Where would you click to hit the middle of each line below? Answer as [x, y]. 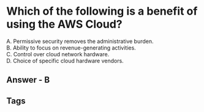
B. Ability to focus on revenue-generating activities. [71, 48]
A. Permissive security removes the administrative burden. [80, 41]
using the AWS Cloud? [64, 24]
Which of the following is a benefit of [102, 11]
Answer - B [28, 80]
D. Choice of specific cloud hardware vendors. [65, 61]
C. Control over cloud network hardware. [58, 54]
